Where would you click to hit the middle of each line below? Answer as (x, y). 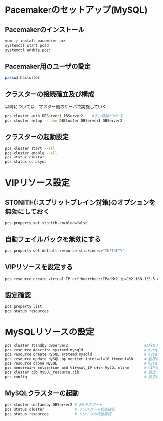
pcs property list (24, 307)
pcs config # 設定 (81, 377)
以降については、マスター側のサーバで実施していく (56, 107)
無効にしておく (27, 211)
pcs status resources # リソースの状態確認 (58, 414)
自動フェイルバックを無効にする (53, 239)
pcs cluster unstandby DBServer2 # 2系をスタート (54, 405)
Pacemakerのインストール (45, 29)
